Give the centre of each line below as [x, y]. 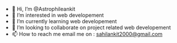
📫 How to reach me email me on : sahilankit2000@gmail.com [87, 34]
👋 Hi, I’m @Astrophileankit [44, 9]
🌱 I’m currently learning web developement [64, 21]
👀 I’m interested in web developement [58, 15]
